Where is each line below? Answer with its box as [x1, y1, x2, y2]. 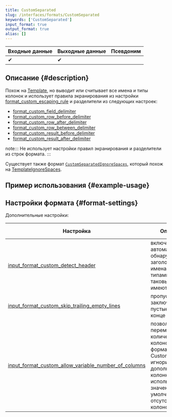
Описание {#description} [5, 74, 89, 83]
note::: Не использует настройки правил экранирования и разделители [5, 145, 162, 151]
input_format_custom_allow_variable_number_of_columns [8, 362, 146, 369]
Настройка [62, 228, 91, 235]
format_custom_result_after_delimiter [12, 135, 91, 142]
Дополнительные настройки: [5, 212, 69, 219]
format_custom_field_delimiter [12, 108, 76, 114]
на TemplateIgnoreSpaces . [5, 166, 62, 172]
